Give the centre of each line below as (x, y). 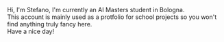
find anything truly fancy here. (50, 24)
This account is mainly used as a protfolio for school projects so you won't (112, 17)
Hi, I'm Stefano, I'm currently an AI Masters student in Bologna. (96, 10)
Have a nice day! (31, 31)
